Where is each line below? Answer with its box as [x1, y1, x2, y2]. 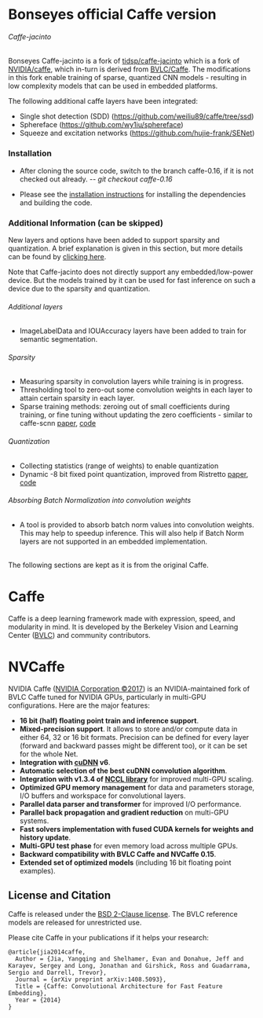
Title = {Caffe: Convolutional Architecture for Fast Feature [15, 983, 223, 991]
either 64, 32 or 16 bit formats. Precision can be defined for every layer [19, 732, 250, 742]
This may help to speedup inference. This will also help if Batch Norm [19, 528, 245, 537]
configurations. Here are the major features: [8, 701, 151, 710]
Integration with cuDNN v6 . [19, 757, 111, 767]
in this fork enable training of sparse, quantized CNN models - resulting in [8, 73, 247, 82]
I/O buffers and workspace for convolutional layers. [19, 791, 186, 800]
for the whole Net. [19, 749, 79, 759]
